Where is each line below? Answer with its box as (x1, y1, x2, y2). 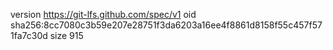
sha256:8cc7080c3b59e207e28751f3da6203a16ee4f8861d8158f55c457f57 (10, 19, 323, 31)
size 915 (49, 30, 84, 41)
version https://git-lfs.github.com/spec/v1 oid (10, 9, 197, 20)
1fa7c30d (10, 30, 48, 41)
